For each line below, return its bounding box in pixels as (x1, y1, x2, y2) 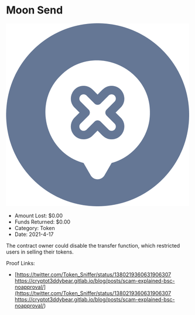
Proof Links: (6, 259, 35, 266)
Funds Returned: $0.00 (14, 218, 71, 225)
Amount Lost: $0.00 (14, 212, 63, 219)
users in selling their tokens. (6, 248, 74, 255)
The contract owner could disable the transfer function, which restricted (6, 242, 180, 249)
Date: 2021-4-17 (14, 231, 54, 238)
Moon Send (6, 4, 63, 17)
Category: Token (14, 224, 55, 231)
